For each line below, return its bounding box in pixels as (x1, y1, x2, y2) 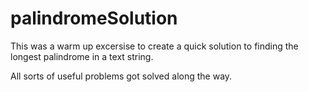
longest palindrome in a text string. (10, 50, 154, 62)
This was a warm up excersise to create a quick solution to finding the (10, 40, 299, 52)
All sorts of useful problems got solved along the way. (10, 70, 233, 82)
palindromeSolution (10, 7, 178, 30)
